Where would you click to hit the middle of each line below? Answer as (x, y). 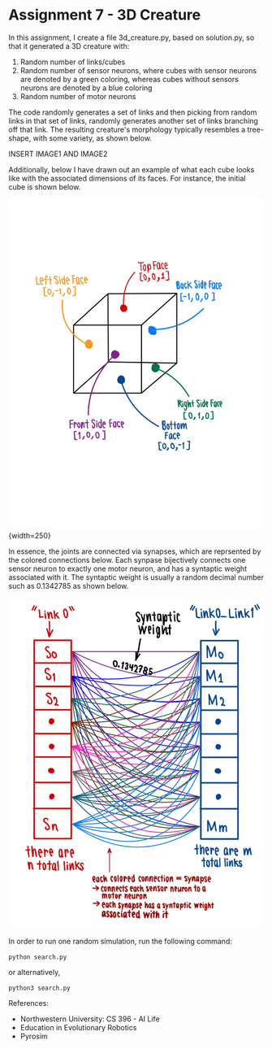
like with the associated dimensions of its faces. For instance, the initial (127, 178)
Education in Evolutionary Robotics (78, 1028)
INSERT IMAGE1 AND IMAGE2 (58, 154)
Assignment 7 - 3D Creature (105, 15)
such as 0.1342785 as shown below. (69, 585)
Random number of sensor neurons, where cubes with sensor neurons (138, 70)
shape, (20, 138)
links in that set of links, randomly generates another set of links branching (133, 120)
